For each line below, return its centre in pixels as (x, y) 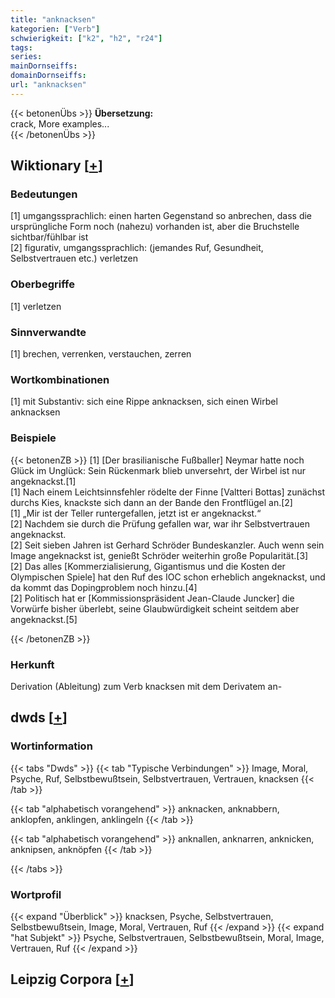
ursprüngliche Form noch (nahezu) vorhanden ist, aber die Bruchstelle (155, 227)
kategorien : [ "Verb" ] (55, 29)
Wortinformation (51, 746)
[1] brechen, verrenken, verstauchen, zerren (101, 354)
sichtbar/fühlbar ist (49, 237)
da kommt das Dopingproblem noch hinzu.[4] (104, 587)
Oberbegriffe (42, 284)
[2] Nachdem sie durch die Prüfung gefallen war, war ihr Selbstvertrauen (160, 523)
